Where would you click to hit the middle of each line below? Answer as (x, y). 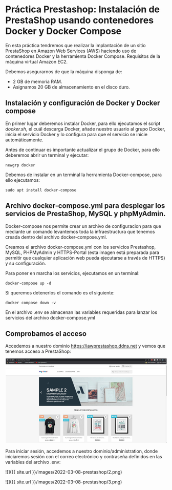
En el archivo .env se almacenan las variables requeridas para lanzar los (81, 312)
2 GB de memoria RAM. (37, 81)
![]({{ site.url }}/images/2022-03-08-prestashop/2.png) (64, 472)
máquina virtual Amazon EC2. (37, 61)
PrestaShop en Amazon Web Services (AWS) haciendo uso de (71, 51)
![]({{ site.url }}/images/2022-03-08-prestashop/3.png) (64, 482)
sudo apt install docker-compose (41, 190)
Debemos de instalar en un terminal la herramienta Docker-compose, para (84, 175)
